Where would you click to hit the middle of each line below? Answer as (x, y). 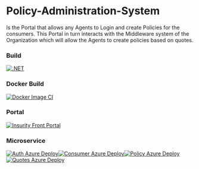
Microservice (26, 140)
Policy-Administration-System (83, 11)
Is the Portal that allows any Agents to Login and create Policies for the (93, 27)
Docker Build (25, 84)
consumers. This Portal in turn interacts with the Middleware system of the (98, 33)
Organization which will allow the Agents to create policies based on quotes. (100, 40)
